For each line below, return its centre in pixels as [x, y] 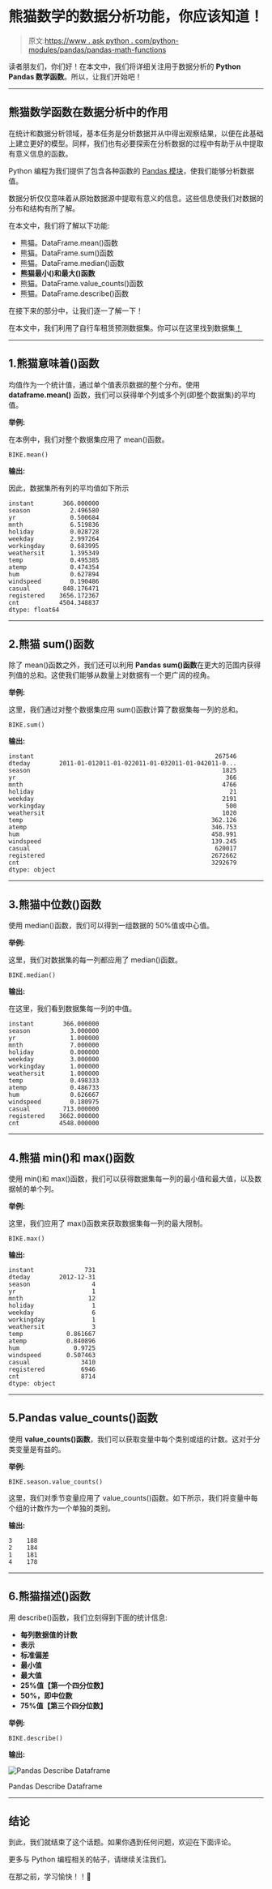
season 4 [52, 1284]
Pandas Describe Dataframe [55, 1786]
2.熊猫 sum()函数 [51, 644]
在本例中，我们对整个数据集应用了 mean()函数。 [89, 439]
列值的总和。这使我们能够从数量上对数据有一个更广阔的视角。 [111, 675]
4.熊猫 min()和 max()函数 [72, 1157]
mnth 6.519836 [54, 525]
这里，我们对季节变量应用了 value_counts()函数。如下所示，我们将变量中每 [133, 1497]
